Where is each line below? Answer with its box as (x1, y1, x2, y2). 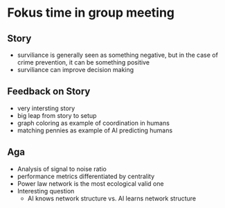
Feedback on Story (7, 85, 91, 98)
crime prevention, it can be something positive (17, 58, 150, 67)
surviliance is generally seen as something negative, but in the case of (17, 51, 218, 59)
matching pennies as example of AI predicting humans (17, 126, 173, 135)
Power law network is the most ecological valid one (17, 179, 164, 188)
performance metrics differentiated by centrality (17, 172, 154, 180)
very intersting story (17, 104, 75, 112)
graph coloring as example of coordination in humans (17, 119, 170, 127)
